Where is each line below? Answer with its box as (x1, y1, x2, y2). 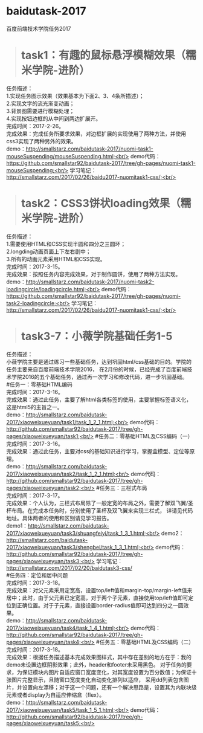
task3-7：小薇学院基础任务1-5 (21, 329, 173, 343)
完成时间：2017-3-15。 (6, 263, 63, 270)
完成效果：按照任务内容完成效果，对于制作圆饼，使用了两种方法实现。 (6, 270, 181, 277)
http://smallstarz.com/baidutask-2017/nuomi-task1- (25, 145, 153, 152)
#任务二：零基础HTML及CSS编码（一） (95, 432, 193, 439)
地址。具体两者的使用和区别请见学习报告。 (6, 514, 112, 521)
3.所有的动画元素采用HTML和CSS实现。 (6, 255, 106, 262)
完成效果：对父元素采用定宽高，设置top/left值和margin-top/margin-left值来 (6, 586, 193, 593)
